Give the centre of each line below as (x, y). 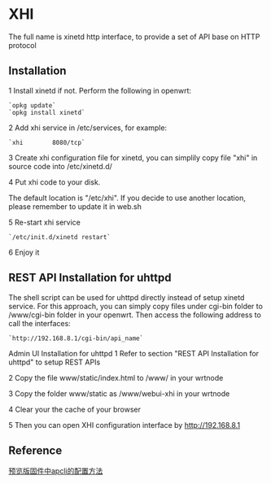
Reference (35, 450)
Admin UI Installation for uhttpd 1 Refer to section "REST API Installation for (133, 353)
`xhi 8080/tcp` (47, 142)
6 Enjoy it (24, 252)
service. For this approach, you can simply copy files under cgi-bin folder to (135, 306)
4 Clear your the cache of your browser (74, 409)
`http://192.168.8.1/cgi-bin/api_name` (76, 338)
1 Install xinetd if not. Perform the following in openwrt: (100, 90)
